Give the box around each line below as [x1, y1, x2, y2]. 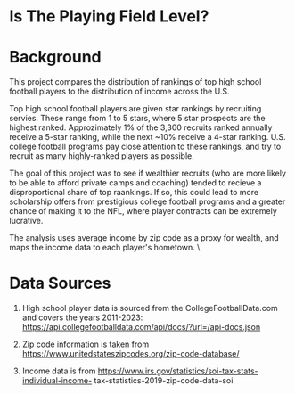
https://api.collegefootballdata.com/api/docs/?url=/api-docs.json [21, 322, 261, 332]
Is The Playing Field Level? [9, 6, 209, 27]
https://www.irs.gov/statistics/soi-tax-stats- [97, 365, 258, 376]
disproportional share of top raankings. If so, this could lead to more [9, 187, 259, 198]
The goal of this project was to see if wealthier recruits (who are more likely [9, 168, 287, 179]
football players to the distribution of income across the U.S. [9, 86, 230, 97]
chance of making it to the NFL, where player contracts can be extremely [9, 206, 278, 217]
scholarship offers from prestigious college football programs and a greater [9, 196, 286, 207]
